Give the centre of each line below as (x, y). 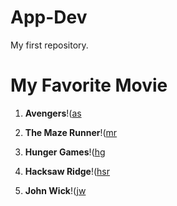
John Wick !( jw (55, 190)
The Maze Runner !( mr (71, 132)
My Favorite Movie (89, 85)
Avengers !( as (53, 113)
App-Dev (49, 17)
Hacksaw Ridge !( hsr (67, 171)
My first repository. (49, 45)
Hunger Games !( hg (65, 152)
